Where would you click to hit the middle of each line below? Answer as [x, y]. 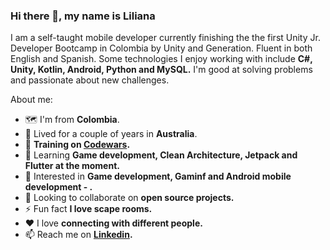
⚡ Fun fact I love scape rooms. [88, 209]
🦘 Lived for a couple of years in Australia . [111, 134]
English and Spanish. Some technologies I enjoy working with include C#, [161, 59]
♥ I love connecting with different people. [113, 223]
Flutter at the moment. [72, 166]
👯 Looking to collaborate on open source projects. [129, 198]
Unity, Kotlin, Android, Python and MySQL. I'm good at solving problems [161, 70]
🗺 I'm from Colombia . [72, 120]
